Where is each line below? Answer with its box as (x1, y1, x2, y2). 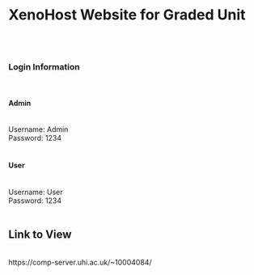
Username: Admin (8, 125, 69, 134)
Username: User (8, 187, 63, 197)
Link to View (8, 228, 72, 242)
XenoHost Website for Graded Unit (8, 6, 246, 24)
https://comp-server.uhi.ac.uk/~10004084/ (8, 257, 152, 268)
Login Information (8, 61, 80, 72)
